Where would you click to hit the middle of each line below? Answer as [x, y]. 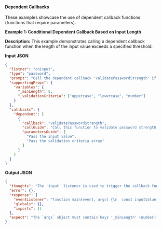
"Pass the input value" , [51, 137]
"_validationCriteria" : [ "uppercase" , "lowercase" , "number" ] [81, 96]
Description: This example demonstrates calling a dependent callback [75, 42]
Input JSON [17, 56]
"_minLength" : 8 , [35, 92]
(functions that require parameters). [40, 23]
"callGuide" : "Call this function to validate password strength [89, 128]
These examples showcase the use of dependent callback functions [73, 17]
